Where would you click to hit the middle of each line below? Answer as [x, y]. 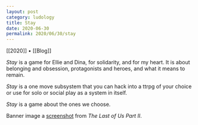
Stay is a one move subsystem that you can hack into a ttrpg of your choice [99, 86]
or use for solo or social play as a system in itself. [66, 93]
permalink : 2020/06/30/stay [41, 34]
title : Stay [21, 23]
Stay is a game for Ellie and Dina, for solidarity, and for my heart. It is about [98, 62]
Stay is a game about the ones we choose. [58, 104]
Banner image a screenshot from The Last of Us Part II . [74, 116]
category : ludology [30, 17]
